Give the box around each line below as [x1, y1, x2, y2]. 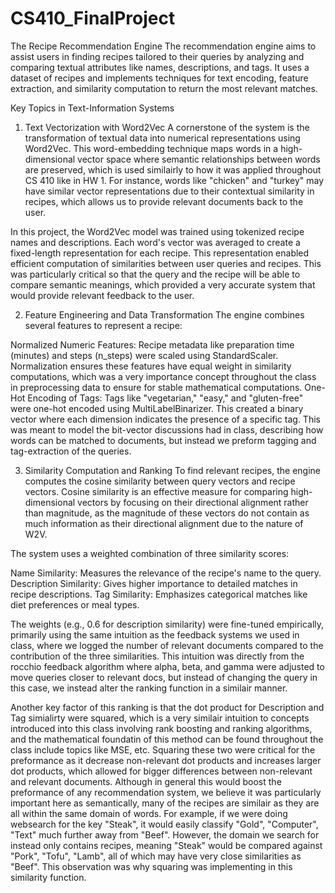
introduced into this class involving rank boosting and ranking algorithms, [10, 722, 313, 734]
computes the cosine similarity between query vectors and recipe [24, 475, 296, 487]
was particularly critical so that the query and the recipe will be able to [10, 268, 301, 280]
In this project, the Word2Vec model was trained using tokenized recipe [10, 225, 305, 237]
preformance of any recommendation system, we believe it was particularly [10, 786, 322, 798]
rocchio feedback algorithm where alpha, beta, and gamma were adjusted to [10, 660, 325, 672]
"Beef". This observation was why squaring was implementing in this [10, 860, 293, 872]
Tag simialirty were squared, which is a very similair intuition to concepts [10, 712, 310, 724]
